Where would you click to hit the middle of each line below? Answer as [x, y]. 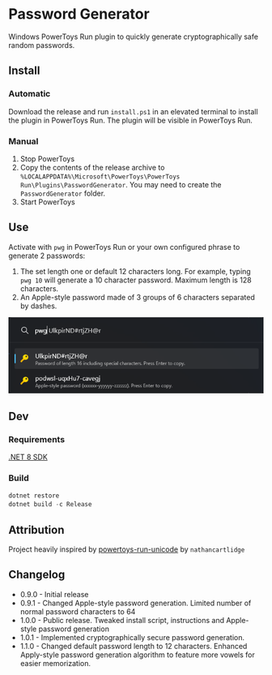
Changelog [37, 575]
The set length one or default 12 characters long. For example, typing [135, 271]
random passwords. [42, 45]
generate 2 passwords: [47, 256]
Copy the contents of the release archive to [92, 167]
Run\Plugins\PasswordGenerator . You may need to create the [121, 184]
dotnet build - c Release [50, 505]
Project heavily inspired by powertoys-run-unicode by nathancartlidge [127, 549]
